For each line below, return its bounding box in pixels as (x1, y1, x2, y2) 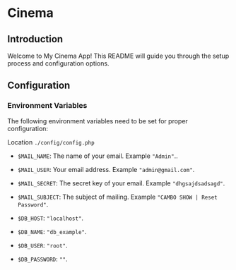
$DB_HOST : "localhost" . (17, 214, 83, 222)
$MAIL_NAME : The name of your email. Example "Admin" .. (17, 152, 178, 160)
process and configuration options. (7, 59, 110, 68)
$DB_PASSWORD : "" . (17, 254, 69, 263)
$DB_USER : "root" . (17, 241, 69, 250)
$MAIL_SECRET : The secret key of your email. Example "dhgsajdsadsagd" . (17, 178, 225, 188)
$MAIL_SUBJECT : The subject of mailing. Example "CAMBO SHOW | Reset (17, 192, 218, 201)
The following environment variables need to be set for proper (7, 116, 189, 125)
